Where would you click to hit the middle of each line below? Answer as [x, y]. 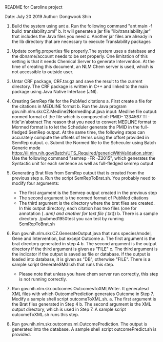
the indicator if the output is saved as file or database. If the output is [81, 254]
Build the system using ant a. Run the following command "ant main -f [82, 26]
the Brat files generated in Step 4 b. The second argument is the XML [81, 304]
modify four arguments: [35, 183]
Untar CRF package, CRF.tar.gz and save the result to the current [77, 81]
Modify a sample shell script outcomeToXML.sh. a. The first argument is [84, 299]
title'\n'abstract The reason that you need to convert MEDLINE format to [84, 122]
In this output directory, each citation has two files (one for [78, 208]
